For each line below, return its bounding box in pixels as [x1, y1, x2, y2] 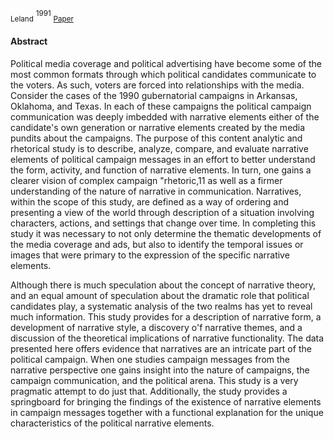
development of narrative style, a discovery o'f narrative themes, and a [10, 321, 303, 333]
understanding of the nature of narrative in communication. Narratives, [10, 185, 302, 197]
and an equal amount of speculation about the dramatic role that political [10, 289, 310, 301]
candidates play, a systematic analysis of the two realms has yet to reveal [10, 300, 313, 312]
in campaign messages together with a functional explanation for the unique [10, 406, 324, 418]
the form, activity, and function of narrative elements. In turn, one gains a [10, 164, 312, 176]
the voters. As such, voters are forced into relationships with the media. [10, 79, 305, 91]
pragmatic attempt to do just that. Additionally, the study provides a [10, 385, 288, 397]
